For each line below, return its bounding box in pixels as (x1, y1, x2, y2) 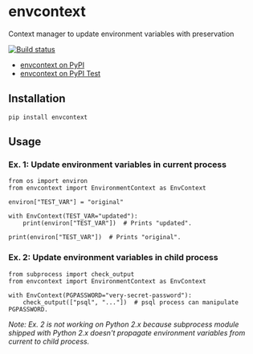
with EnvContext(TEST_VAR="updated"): (8, 212, 138, 221)
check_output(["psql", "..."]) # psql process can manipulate (22, 298, 239, 307)
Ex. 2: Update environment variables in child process (8, 252, 218, 263)
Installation (8, 92, 66, 106)
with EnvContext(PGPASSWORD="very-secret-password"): (8, 291, 193, 299)
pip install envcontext (8, 113, 88, 121)
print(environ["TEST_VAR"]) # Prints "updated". (22, 219, 193, 227)
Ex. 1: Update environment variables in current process (8, 159, 227, 170)
